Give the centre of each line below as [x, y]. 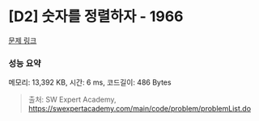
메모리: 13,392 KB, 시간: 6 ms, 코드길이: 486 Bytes [90, 82]
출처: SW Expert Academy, [72, 100]
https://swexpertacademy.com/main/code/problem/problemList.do [140, 109]
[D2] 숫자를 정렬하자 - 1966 [96, 17]
